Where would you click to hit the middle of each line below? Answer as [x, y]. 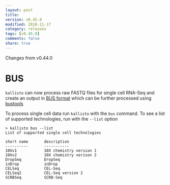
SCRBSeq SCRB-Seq [34, 177]
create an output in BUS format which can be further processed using [78, 98]
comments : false [22, 39]
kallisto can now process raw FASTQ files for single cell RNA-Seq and [80, 92]
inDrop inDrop [32, 164]
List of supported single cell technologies [53, 133]
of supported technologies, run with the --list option [62, 119]
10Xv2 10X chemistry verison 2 [51, 155]
